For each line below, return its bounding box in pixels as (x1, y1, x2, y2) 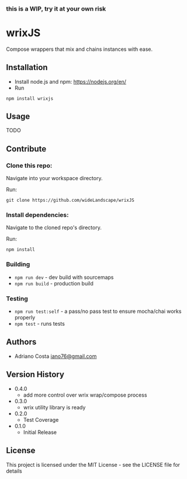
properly (14, 314, 36, 321)
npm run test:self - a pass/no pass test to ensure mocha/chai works (14, 308, 182, 315)
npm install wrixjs (6, 95, 54, 101)
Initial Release (23, 429, 57, 436)
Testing (6, 294, 28, 302)
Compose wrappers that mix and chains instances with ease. (6, 46, 153, 53)
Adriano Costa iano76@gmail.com (14, 353, 97, 360)
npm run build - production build (14, 280, 93, 287)
